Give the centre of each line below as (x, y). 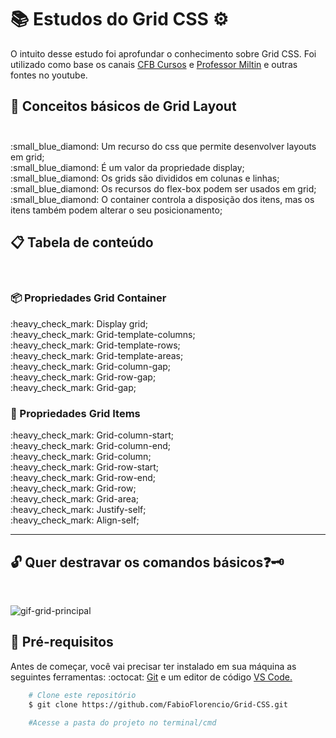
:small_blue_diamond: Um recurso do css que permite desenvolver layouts (163, 146)
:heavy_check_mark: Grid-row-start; (85, 467)
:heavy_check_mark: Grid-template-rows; (95, 345)
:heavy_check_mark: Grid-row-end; (83, 478)
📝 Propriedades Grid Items (75, 413)
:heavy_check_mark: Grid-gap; (73, 387)
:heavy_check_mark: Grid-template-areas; (97, 355)
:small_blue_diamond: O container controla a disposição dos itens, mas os (162, 199)
